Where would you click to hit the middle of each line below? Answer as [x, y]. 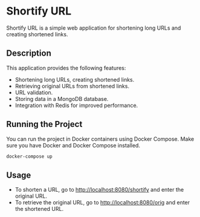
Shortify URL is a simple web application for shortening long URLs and [94, 28]
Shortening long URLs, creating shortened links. [75, 79]
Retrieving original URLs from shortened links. [72, 86]
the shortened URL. [39, 209]
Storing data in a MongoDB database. [62, 99]
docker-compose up [29, 156]
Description [29, 53]
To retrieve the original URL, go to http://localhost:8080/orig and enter [102, 202]
